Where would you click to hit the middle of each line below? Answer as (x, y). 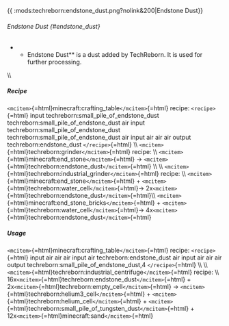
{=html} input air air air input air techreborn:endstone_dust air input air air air (114, 258)
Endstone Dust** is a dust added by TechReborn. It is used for (115, 55)
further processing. (54, 62)
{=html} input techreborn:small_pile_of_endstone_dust (83, 116)
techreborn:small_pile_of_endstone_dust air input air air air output (99, 138)
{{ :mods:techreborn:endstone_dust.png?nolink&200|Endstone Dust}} (105, 11)
